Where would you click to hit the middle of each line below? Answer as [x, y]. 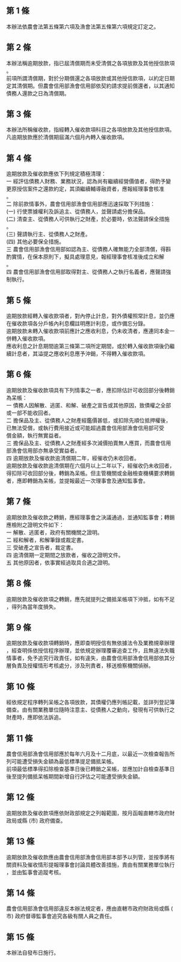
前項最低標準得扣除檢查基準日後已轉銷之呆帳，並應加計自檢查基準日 [91, 769]
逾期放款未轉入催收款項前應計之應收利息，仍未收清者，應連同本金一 [91, 331]
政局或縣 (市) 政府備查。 [36, 820]
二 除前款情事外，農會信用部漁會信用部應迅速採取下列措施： [81, 204]
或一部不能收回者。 [30, 413]
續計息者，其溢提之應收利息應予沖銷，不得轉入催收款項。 [77, 354]
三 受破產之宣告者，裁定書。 [41, 547]
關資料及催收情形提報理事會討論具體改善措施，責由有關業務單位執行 [91, 864]
